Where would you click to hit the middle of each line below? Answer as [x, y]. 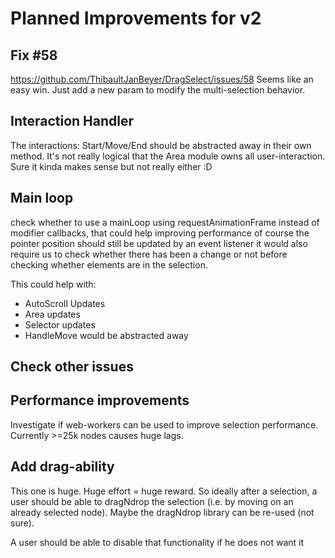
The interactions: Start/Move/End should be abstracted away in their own [161, 145]
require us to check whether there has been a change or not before [149, 254]
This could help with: [53, 284]
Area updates [52, 314]
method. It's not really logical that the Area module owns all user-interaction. [168, 156]
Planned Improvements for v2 [136, 18]
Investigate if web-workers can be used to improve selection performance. [164, 424]
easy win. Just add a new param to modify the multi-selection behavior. [158, 90]
